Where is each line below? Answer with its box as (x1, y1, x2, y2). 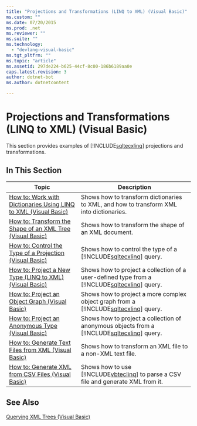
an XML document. (81, 228, 134, 236)
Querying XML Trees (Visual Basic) (6, 413, 91, 420)
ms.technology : (6, 42, 43, 48)
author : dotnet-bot (6, 74, 54, 80)
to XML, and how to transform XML (81, 200, 178, 208)
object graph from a (81, 297, 136, 305)
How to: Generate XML (9, 362, 72, 371)
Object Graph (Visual (9, 297, 67, 305)
